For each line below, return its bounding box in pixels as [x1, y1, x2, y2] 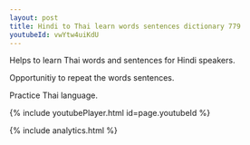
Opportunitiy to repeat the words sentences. [9, 72, 175, 83]
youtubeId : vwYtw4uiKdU [9, 30, 100, 39]
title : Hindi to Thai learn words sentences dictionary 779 [9, 22, 242, 31]
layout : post [9, 13, 59, 23]
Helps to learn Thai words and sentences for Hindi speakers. [9, 55, 236, 66]
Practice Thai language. [9, 90, 98, 101]
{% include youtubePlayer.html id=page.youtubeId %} [9, 108, 211, 119]
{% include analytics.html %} [9, 125, 118, 136]
